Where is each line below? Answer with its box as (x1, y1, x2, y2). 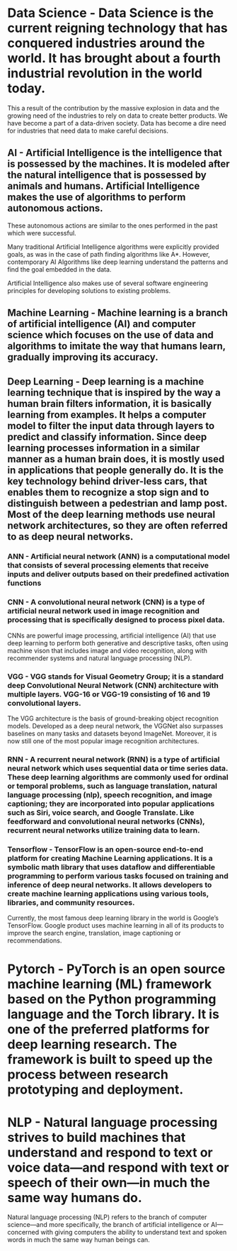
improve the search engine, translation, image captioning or (7, 929, 182, 938)
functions (7, 578, 42, 588)
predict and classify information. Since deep (7, 430, 207, 443)
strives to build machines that (7, 1129, 186, 1145)
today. (7, 80, 46, 96)
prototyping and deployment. (7, 1082, 184, 1098)
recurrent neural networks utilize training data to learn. (7, 825, 200, 835)
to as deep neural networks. (7, 530, 134, 543)
